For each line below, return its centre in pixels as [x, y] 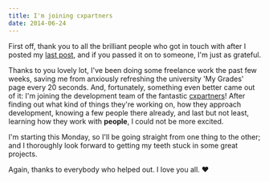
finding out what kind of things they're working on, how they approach [125, 104]
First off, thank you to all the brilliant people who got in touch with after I [127, 46]
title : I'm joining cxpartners [61, 16]
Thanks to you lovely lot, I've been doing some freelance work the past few [132, 70]
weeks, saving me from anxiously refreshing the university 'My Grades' [126, 79]
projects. [23, 154]
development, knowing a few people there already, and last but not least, [129, 112]
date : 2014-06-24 [37, 23]
